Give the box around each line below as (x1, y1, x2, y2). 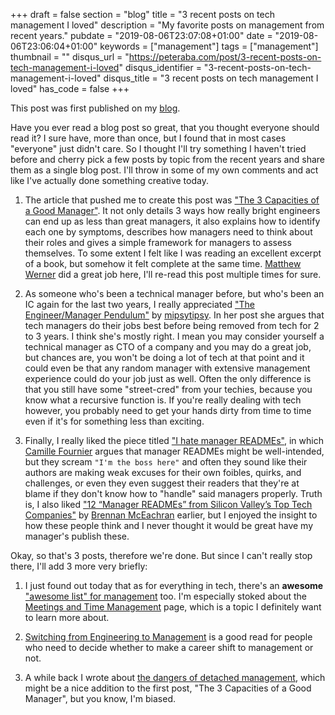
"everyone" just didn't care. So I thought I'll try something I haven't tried (10, 143, 307, 154)
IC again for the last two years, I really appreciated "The (24, 299, 255, 310)
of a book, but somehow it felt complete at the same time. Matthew (24, 258, 302, 269)
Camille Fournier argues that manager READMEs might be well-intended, (24, 445, 325, 457)
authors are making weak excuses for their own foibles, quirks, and (24, 467, 302, 478)
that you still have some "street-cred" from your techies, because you (24, 384, 313, 395)
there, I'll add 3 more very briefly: (10, 560, 148, 572)
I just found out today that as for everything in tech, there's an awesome (24, 580, 324, 591)
